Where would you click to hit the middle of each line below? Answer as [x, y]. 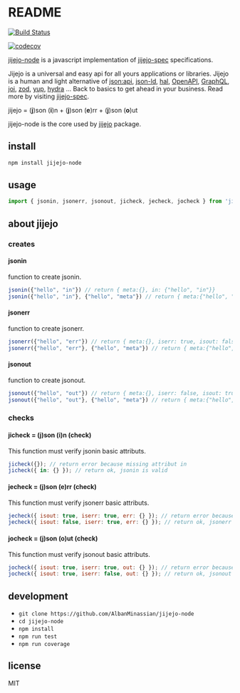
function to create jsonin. [45, 277]
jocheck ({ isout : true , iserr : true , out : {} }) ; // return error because [121, 568]
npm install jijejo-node [45, 163]
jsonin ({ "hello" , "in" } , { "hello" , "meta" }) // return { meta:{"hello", [118, 297]
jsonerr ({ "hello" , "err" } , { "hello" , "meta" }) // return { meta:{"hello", [121, 348]
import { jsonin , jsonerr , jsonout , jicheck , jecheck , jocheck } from [115, 201]
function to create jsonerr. [46, 328]
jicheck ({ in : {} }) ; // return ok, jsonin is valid [88, 471]
